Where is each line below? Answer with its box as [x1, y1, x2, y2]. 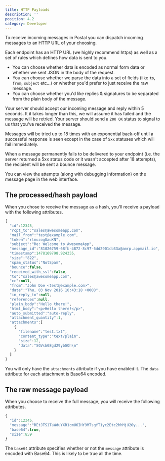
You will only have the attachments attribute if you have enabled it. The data [5, 366, 159, 372]
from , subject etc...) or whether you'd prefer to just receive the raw [12, 80, 148, 86]
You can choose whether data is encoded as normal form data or [12, 64, 145, 70]
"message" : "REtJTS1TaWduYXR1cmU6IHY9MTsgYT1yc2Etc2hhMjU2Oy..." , [9, 422, 147, 427]
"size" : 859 [9, 432, 32, 437]
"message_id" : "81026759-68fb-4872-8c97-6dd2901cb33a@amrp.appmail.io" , [9, 246, 161, 252]
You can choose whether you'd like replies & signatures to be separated [12, 91, 159, 97]
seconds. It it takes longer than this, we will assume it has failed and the [5, 111, 151, 117]
